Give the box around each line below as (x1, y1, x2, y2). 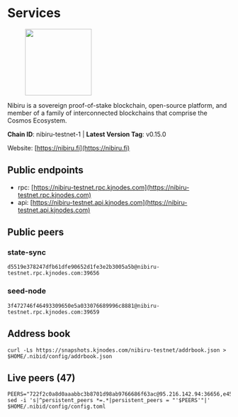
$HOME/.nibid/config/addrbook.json (7, 352, 113, 360)
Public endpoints (7, 165, 84, 177)
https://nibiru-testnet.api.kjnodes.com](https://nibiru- (32, 198, 188, 206)
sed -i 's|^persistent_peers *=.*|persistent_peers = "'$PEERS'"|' (7, 397, 211, 404)
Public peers (7, 226, 64, 238)
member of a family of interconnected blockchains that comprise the (7, 109, 208, 117)
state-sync (7, 248, 46, 257)
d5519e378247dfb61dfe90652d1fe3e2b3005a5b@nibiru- (7, 264, 160, 271)
